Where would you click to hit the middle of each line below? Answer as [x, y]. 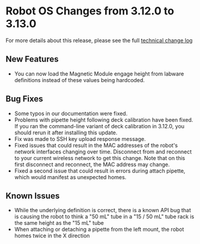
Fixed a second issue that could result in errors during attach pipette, [100, 171]
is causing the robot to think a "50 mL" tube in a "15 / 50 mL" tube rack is [104, 216]
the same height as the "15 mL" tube [59, 223]
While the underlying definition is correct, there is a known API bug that [103, 210]
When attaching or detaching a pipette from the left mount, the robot [99, 230]
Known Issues [33, 196]
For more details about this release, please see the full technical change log [99, 40]
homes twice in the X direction [52, 236]
